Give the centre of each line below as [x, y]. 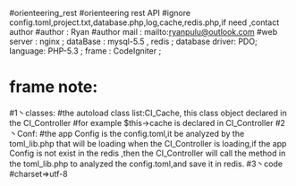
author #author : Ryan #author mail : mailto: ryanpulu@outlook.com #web [144, 32]
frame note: [54, 87]
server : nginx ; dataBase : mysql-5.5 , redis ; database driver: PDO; [133, 41]
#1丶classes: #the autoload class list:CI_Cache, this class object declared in [148, 113]
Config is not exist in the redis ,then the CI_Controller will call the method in [148, 153]
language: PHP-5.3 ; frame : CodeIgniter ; [85, 51]
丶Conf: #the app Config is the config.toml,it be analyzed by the [127, 133]
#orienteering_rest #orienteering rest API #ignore [100, 13]
